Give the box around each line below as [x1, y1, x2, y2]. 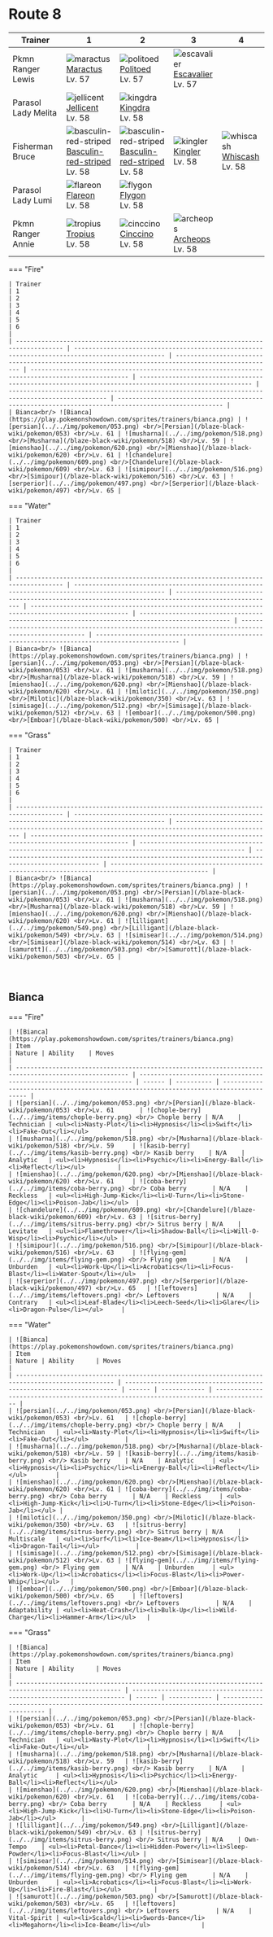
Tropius [66, 228, 95, 239]
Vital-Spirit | [8, 1913, 60, 1922]
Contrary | [8, 1298, 53, 1306]
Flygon [119, 189, 146, 200]
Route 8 [8, 5, 63, 24]
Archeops [173, 233, 211, 244]
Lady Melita [12, 107, 58, 118]
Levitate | [8, 1226, 53, 1235]
